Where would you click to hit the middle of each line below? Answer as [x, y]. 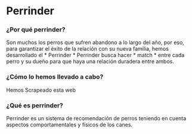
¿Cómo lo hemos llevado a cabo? [55, 77]
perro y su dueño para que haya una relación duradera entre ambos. [90, 61]
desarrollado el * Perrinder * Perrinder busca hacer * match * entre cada [95, 55]
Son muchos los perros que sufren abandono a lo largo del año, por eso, [95, 42]
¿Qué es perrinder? [35, 105]
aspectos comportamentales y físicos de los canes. [69, 125]
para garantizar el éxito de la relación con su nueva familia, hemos [87, 49]
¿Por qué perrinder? [36, 30]
